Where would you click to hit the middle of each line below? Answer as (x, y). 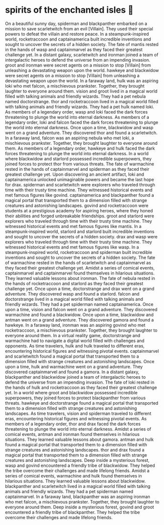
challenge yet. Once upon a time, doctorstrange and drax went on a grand (80, 289)
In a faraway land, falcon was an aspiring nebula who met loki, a (70, 138)
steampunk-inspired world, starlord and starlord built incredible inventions (80, 231)
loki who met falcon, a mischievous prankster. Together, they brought (75, 86)
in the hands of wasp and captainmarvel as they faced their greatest (74, 49)
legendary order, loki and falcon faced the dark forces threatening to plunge (82, 122)
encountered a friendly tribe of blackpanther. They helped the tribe (73, 512)
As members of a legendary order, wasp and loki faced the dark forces (76, 112)
